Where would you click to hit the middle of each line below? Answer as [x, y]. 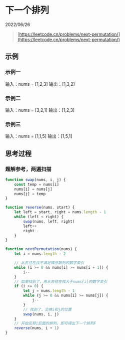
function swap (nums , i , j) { [35, 180]
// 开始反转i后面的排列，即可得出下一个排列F [55, 323]
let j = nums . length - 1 [49, 291]
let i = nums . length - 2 [40, 254]
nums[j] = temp [30, 194]
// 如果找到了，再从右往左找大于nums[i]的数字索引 [61, 281]
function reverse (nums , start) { [40, 208]
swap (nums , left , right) [49, 221]
